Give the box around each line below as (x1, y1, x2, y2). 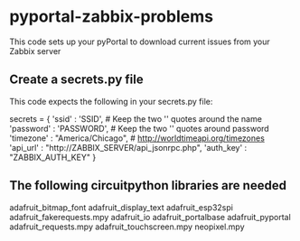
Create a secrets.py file (9, 72, 144, 88)
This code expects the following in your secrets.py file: (9, 96, 213, 107)
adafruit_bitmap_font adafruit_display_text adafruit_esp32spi (9, 201, 233, 213)
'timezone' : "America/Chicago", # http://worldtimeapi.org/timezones (9, 133, 265, 144)
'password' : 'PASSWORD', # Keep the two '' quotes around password (9, 123, 269, 134)
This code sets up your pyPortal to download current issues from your (9, 36, 271, 47)
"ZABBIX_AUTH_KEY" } (9, 152, 97, 162)
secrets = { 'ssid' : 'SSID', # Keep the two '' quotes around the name (9, 113, 262, 124)
